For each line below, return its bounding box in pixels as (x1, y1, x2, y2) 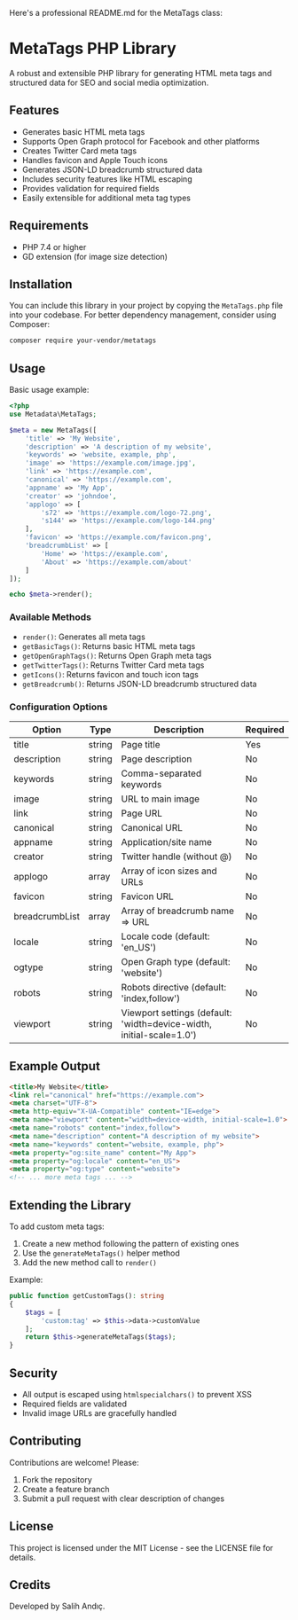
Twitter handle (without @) (121, 850, 232, 863)
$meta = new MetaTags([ (9, 426, 98, 434)
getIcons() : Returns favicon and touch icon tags (21, 669, 200, 679)
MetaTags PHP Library (9, 39, 177, 59)
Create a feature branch (21, 1483, 110, 1494)
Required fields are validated (21, 1398, 127, 1409)
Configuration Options (9, 700, 108, 713)
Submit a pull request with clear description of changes (21, 1493, 224, 1504)
